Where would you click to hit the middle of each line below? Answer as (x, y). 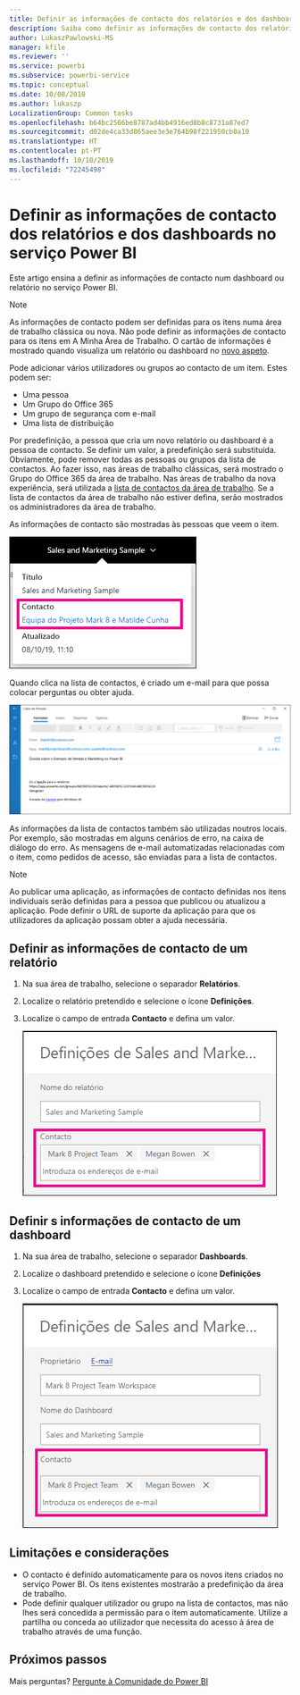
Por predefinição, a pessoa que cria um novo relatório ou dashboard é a (142, 440)
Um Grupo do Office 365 (67, 404)
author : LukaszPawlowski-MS (62, 38)
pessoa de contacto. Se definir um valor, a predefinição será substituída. (143, 449)
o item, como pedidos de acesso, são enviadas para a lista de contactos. (143, 857)
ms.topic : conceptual (50, 85)
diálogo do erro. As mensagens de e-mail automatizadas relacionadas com (147, 848)
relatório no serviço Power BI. (64, 287)
